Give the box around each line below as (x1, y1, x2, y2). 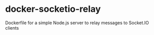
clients (5, 25, 19, 31)
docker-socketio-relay (5, 3, 101, 15)
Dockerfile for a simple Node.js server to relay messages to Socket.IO (5, 20, 149, 26)
